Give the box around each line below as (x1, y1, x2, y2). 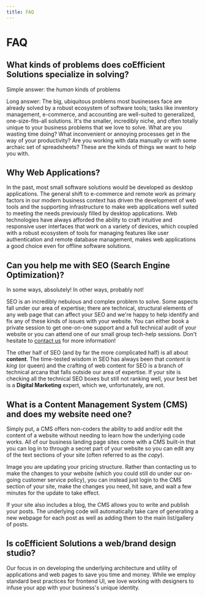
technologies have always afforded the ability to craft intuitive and (6, 216, 173, 224)
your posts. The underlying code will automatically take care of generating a (6, 507, 199, 515)
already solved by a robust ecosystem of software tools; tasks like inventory (6, 104, 198, 111)
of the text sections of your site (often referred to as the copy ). (6, 452, 164, 459)
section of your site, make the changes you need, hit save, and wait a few (6, 483, 192, 490)
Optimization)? (6, 269, 64, 280)
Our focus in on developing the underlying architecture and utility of (6, 564, 177, 571)
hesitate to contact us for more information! (6, 337, 116, 344)
